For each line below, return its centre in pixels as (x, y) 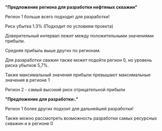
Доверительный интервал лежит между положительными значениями (80, 36)
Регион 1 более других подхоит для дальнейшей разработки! (69, 109)
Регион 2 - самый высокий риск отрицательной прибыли (65, 90)
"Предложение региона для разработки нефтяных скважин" (71, 7)
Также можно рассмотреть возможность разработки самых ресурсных (81, 118)
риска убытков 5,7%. (27, 65)
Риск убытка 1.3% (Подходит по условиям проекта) (59, 26)
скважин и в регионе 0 (29, 123)
